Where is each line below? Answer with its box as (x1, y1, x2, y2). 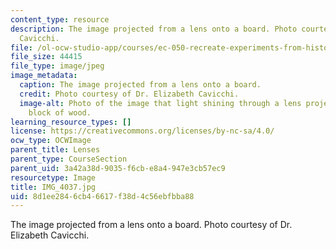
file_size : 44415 (10, 52, 83, 62)
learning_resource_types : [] (10, 117, 132, 127)
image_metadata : (10, 71, 78, 81)
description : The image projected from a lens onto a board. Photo (10, 24, 298, 34)
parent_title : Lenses (10, 145, 101, 155)
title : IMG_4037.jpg (10, 182, 97, 192)
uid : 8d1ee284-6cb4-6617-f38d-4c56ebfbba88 (10, 191, 195, 201)
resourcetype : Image (10, 172, 97, 183)
